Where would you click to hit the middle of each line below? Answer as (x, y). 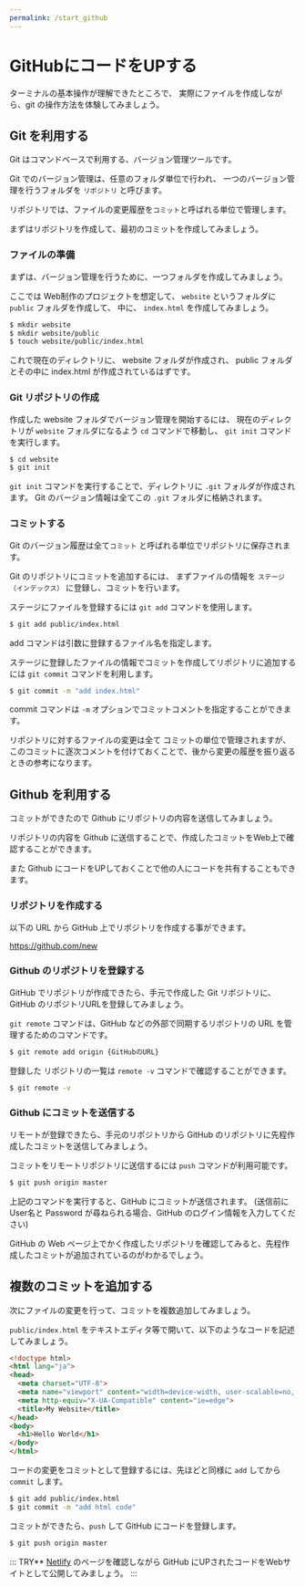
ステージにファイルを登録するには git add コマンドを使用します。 (133, 607)
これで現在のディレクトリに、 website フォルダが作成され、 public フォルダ (151, 360)
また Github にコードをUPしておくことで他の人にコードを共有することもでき (152, 869)
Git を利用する (49, 136)
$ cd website (34, 459)
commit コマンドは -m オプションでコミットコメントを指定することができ (147, 709)
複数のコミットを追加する (81, 1286)
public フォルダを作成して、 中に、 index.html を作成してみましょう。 (142, 308)
